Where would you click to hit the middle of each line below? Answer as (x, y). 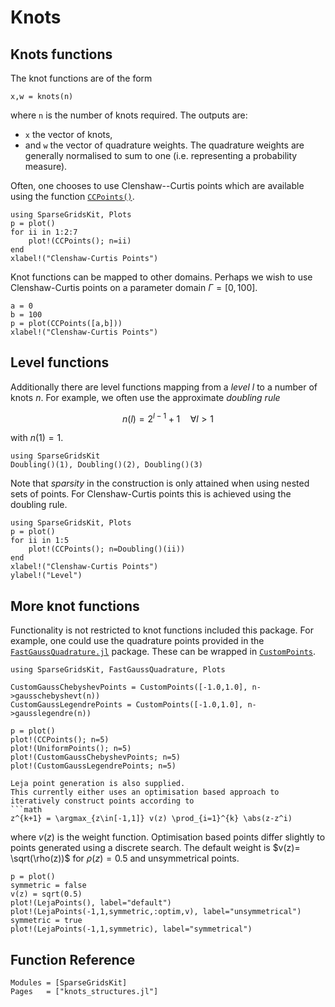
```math (26, 810)
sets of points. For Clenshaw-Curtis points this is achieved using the (151, 494)
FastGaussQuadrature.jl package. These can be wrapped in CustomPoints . (163, 652)
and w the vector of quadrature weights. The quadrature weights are (164, 145)
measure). (46, 166)
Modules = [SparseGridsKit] (69, 983)
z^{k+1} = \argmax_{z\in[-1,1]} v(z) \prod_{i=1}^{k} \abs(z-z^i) (151, 819)
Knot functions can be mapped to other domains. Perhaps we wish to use (161, 277)
